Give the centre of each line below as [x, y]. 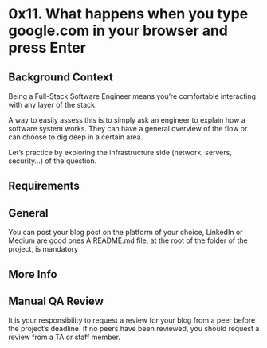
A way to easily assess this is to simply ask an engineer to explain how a [127, 120]
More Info [33, 274]
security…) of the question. [53, 161]
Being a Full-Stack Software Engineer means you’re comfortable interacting [132, 96]
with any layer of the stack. [53, 105]
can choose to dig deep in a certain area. [76, 137]
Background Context [61, 77]
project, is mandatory [43, 249]
